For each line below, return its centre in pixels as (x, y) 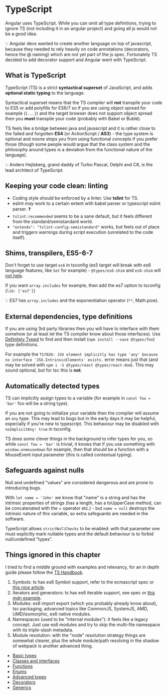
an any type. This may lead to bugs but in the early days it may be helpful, (81, 418)
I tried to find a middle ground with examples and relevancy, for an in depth (82, 567)
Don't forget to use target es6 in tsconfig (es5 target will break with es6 (78, 265)
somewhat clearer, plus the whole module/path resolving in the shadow (86, 640)
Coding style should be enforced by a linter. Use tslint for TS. (75, 198)
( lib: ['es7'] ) (20, 291)
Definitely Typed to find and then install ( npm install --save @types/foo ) (80, 339)
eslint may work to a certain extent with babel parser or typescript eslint (86, 203)
